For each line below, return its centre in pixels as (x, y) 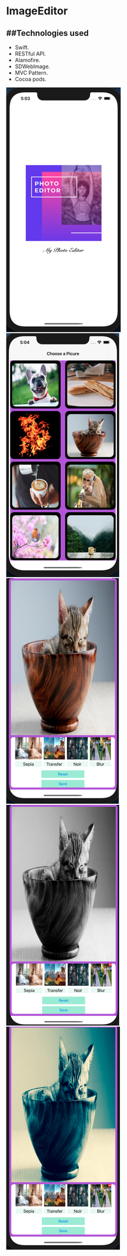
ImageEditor (37, 11)
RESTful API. (30, 54)
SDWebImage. (32, 66)
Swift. (22, 47)
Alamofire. (27, 60)
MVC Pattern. (31, 73)
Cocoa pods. (30, 79)
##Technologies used (47, 33)
